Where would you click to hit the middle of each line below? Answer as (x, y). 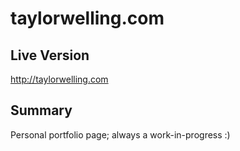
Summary (41, 110)
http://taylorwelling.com (59, 79)
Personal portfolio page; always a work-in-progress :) (120, 134)
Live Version (50, 55)
